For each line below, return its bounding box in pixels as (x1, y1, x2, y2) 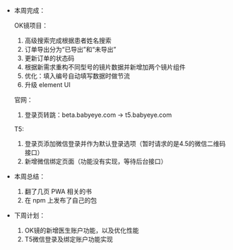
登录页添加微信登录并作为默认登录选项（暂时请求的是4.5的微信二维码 (24, 140, 226, 147)
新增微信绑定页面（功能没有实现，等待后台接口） (24, 157, 167, 165)
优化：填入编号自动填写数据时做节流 (24, 72, 131, 80)
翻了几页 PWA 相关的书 (24, 187, 92, 195)
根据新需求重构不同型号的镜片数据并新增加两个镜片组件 (24, 63, 186, 71)
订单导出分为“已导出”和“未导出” (24, 45, 116, 53)
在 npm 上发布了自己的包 (24, 196, 97, 204)
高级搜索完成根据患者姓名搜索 (24, 36, 112, 45)
